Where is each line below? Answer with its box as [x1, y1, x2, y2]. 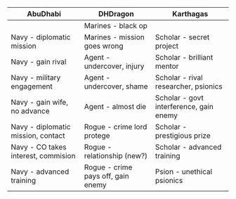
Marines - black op [84, 21, 147, 30]
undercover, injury [84, 61, 145, 71]
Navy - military [11, 73, 61, 82]
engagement [11, 82, 53, 91]
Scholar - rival [155, 73, 203, 82]
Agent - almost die [84, 102, 147, 111]
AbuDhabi [27, 9, 62, 18]
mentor [155, 61, 179, 71]
